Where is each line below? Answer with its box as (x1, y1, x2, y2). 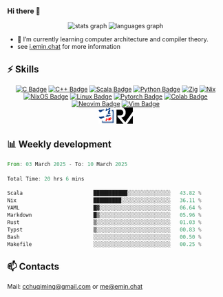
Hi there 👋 (7, 6, 41, 16)
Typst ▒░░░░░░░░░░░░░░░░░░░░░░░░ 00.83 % (7, 226, 202, 233)
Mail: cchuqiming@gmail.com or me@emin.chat (7, 283, 143, 291)
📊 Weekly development (7, 138, 111, 150)
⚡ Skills (7, 63, 39, 75)
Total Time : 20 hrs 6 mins (7, 175, 85, 182)
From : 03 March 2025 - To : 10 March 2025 (7, 161, 128, 167)
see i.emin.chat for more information (17, 43, 120, 51)
